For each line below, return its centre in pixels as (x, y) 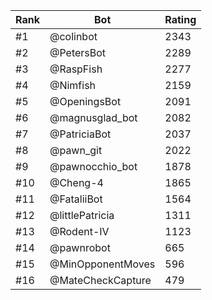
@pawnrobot (80, 247)
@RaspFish (76, 69)
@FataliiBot (76, 199)
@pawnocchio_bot (93, 166)
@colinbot (73, 36)
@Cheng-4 (76, 182)
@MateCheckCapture (100, 280)
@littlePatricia (82, 215)
